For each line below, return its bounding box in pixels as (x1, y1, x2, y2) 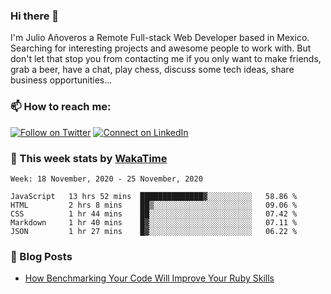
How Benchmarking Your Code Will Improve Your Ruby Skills (24, 272, 275, 284)
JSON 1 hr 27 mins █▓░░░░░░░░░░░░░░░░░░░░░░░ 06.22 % (10, 226, 298, 236)
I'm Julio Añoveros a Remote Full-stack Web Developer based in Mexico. (10, 32, 310, 44)
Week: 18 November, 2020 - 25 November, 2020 (10, 174, 203, 184)
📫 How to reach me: (10, 100, 112, 114)
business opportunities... (10, 74, 113, 86)
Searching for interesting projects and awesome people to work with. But (10, 42, 312, 54)
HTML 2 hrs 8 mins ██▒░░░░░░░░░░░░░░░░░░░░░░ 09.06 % (10, 200, 298, 210)
